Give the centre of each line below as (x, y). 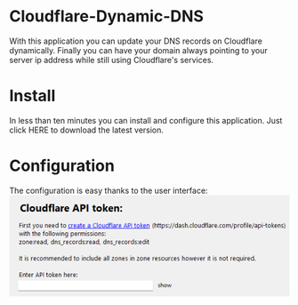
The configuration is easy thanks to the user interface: (109, 190)
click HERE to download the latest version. (87, 130)
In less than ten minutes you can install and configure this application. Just (146, 120)
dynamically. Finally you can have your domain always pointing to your (139, 50)
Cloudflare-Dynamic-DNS (107, 16)
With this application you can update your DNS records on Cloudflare (136, 41)
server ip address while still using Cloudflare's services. (112, 60)
